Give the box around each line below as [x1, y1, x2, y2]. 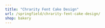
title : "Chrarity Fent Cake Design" [5, 7, 79, 12]
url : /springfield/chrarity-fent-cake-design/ [5, 11, 101, 16]
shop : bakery [5, 16, 31, 20]
